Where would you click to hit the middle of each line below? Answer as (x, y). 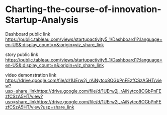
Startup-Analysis (42, 20)
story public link (22, 54)
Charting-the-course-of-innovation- (83, 9)
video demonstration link (31, 75)
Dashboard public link (28, 34)
